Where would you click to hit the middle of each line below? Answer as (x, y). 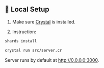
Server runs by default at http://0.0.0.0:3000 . (52, 60)
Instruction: (24, 32)
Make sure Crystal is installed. (44, 21)
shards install (21, 41)
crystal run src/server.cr (33, 50)
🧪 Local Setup (27, 9)
